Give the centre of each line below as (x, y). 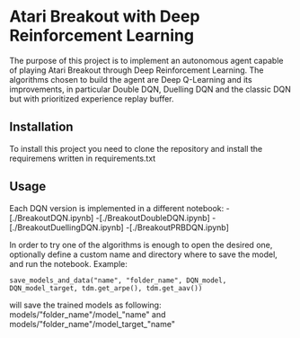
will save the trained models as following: (85, 305)
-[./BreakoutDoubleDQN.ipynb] (153, 218)
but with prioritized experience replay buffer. (92, 98)
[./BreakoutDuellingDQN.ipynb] (66, 227)
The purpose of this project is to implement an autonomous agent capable (146, 60)
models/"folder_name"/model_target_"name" (92, 324)
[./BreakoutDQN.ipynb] (52, 218)
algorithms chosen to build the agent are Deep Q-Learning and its (131, 79)
